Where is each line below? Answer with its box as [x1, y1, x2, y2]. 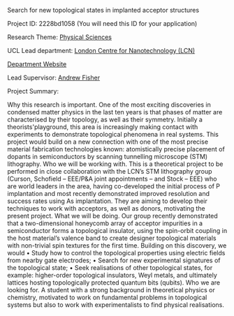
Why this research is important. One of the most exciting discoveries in [7, 100, 212, 109]
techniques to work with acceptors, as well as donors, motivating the [7, 204, 205, 212]
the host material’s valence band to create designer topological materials [7, 234, 217, 242]
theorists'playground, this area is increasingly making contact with [7, 123, 198, 131]
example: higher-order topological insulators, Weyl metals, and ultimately [7, 271, 218, 279]
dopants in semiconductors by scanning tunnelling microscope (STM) [7, 153, 208, 160]
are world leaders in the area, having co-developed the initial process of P [7, 182, 221, 190]
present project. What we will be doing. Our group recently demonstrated [7, 212, 218, 220]
